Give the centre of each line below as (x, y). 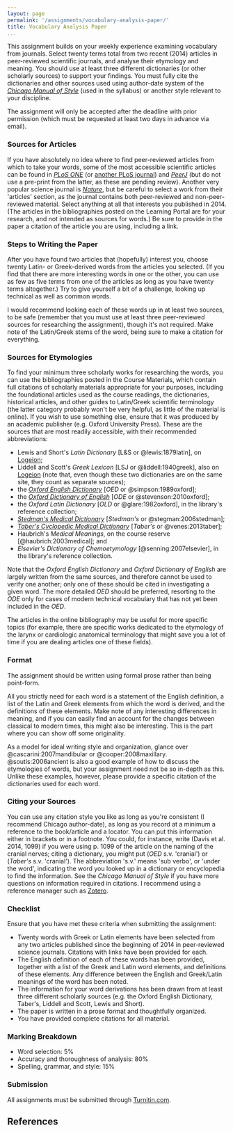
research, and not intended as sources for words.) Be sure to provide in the (115, 218)
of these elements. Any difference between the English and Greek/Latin (120, 974)
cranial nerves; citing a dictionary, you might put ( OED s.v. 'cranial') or (107, 854)
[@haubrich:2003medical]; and (62, 541)
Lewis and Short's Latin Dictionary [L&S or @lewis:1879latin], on (109, 452)
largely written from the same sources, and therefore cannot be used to (110, 577)
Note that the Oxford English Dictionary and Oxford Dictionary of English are (117, 569)
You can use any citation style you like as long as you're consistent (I (106, 816)
